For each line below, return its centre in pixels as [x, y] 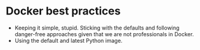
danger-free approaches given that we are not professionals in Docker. [104, 34]
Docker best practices [63, 11]
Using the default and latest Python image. [68, 40]
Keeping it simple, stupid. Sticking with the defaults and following [97, 28]
